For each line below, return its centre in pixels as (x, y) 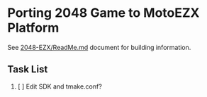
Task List (28, 69)
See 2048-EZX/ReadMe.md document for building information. (99, 47)
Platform (33, 28)
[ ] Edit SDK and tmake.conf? (60, 86)
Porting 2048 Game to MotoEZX (103, 13)
